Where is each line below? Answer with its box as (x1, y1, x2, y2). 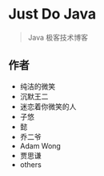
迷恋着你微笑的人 (19, 102, 77, 111)
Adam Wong (19, 140, 62, 150)
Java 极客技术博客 (27, 32, 89, 42)
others (19, 159, 42, 170)
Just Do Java (8, 5, 97, 23)
